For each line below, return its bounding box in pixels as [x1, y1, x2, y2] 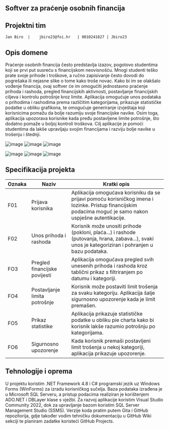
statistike [31, 323, 53, 330]
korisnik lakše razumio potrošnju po [71, 323, 155, 330]
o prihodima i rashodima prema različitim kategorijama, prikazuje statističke [5, 99, 162, 105]
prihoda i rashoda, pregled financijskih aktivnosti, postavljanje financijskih [5, 88, 158, 95]
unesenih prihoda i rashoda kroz [71, 262, 147, 269]
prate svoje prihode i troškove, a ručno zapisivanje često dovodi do [5, 73, 144, 79]
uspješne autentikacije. [71, 214, 126, 221]
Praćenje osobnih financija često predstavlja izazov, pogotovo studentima [5, 62, 158, 68]
